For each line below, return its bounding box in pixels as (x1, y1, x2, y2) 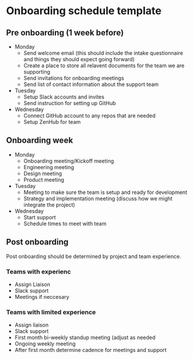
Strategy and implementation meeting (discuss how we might (23, 195, 173, 202)
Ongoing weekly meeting (14, 340, 76, 347)
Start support (23, 213, 56, 220)
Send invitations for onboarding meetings (23, 75, 125, 81)
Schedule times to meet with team (23, 220, 107, 227)
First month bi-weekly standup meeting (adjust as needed (14, 334, 156, 341)
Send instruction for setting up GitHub (23, 100, 116, 107)
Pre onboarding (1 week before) (6, 28, 124, 38)
